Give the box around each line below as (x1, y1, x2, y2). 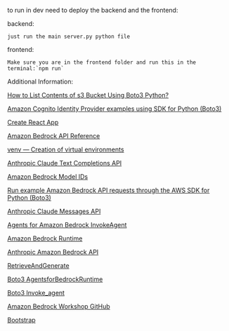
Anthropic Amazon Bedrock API (7, 248, 99, 256)
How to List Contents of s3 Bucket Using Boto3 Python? (7, 91, 169, 99)
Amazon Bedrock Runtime (7, 234, 83, 243)
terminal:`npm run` (7, 65, 65, 72)
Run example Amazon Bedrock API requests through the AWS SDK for (7, 186, 210, 194)
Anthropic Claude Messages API (7, 207, 101, 215)
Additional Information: (7, 77, 74, 86)
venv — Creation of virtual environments (7, 145, 124, 154)
